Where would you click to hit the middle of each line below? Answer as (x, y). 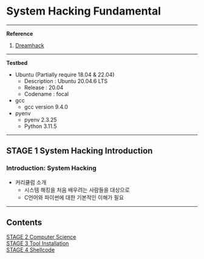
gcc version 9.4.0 (46, 107)
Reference (20, 33)
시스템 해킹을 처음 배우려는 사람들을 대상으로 (77, 190)
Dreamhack (29, 45)
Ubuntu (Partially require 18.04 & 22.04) (65, 75)
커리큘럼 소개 (31, 182)
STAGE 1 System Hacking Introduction (80, 151)
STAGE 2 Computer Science (41, 237)
